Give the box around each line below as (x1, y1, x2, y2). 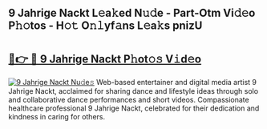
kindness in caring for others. (8, 112, 106, 121)
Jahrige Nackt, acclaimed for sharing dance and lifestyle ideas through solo (8, 87, 259, 95)
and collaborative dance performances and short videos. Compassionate (8, 95, 250, 104)
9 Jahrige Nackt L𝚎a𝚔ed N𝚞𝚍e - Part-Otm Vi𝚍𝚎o (8, 6, 256, 20)
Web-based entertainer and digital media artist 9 (95, 78, 257, 87)
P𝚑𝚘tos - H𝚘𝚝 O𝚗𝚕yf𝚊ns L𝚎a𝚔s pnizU (8, 19, 203, 33)
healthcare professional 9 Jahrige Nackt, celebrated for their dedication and (8, 103, 260, 113)
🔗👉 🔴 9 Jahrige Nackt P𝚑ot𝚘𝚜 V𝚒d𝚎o (8, 52, 202, 66)
